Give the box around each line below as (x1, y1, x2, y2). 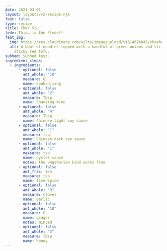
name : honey (23, 238, 48, 244)
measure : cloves (23, 192, 57, 197)
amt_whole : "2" (23, 90, 55, 95)
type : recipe (5, 21, 32, 26)
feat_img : (5, 35, 26, 40)
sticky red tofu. (14, 49, 50, 54)
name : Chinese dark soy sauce (23, 137, 85, 142)
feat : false (5, 16, 30, 21)
